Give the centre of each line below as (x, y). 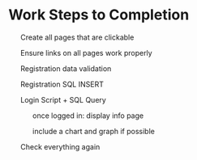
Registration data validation (66, 68)
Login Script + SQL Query (63, 99)
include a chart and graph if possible (94, 131)
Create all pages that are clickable (77, 37)
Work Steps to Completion (99, 15)
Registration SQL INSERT (62, 84)
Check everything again (60, 146)
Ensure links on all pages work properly (86, 53)
